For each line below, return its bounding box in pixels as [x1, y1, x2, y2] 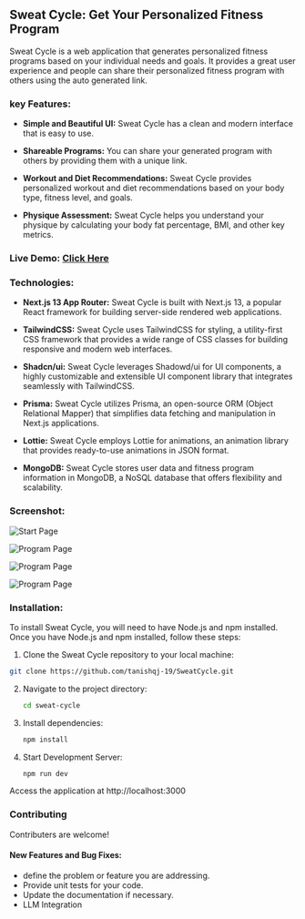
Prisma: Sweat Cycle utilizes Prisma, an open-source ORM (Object [22, 398, 274, 409]
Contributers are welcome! [9, 829, 109, 840]
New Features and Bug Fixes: [9, 850, 122, 861]
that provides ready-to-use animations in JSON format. [22, 445, 229, 456]
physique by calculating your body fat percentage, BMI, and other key [22, 220, 285, 230]
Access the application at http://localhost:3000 [9, 785, 187, 796]
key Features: [9, 97, 71, 110]
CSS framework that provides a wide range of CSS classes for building [22, 334, 289, 345]
